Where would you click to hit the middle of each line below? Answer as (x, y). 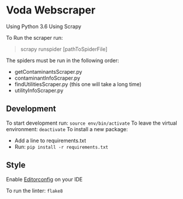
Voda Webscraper (51, 10)
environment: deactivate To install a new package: (67, 129)
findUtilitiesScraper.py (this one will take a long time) (78, 84)
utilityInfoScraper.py (39, 90)
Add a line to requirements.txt (50, 140)
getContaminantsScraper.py (48, 71)
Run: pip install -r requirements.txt (61, 146)
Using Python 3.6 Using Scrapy (44, 26)
